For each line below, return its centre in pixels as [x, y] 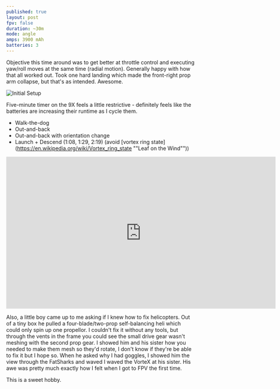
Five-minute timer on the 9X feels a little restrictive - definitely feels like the [99, 104]
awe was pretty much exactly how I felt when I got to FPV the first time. [94, 368]
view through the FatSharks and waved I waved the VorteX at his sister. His [99, 361]
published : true [26, 12]
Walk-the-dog [32, 122]
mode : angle [21, 34]
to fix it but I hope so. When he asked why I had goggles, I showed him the [98, 355]
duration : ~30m [25, 29]
